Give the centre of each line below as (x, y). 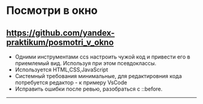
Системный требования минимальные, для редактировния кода (98, 76)
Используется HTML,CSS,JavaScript (62, 70)
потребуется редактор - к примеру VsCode (71, 83)
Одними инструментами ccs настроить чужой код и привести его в (102, 57)
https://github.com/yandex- (60, 33)
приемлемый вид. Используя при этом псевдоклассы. (85, 63)
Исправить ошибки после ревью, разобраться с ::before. (89, 89)
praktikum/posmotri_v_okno (60, 42)
